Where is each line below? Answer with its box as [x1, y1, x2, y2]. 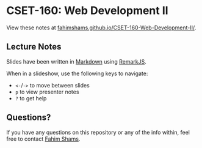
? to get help [15, 94, 47, 102]
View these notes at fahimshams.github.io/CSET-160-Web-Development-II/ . [6, 24, 197, 31]
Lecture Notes [6, 42, 62, 52]
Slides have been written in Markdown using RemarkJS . [6, 57, 146, 65]
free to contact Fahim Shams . [6, 135, 81, 142]
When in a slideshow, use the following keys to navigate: [6, 70, 148, 77]
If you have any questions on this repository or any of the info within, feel [6, 128, 190, 136]
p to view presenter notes [15, 88, 79, 95]
